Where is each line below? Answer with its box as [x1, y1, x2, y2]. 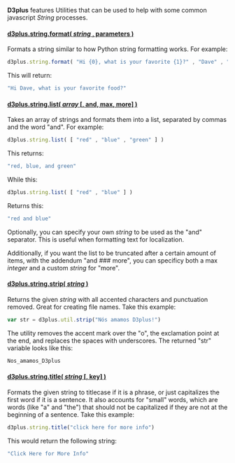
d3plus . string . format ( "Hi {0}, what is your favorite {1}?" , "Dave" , [7, 59, 224, 66]
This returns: [7, 149, 44, 158]
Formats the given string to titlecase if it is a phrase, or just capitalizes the [7, 388, 220, 396]
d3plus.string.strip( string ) [7, 279, 89, 288]
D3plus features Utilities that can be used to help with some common [7, 6, 208, 14]
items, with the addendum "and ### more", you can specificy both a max [7, 256, 218, 265]
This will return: [7, 71, 52, 80]
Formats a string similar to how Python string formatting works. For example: [7, 45, 228, 53]
